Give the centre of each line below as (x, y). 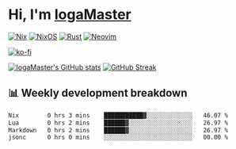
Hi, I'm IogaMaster (70, 15)
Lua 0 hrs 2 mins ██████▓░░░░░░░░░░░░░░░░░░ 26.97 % (118, 123)
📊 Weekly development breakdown (98, 93)
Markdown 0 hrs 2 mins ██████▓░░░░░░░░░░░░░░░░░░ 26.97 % (118, 130)
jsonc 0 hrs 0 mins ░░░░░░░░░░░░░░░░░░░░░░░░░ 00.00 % (118, 138)
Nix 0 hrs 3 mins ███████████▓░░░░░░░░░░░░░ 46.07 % (118, 115)
